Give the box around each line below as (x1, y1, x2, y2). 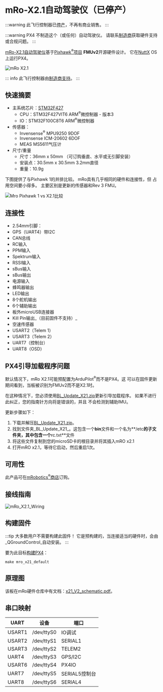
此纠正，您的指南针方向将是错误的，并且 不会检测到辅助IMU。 (5, 398, 131, 404)
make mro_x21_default (5, 560, 50, 564)
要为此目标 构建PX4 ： (5, 550, 48, 556)
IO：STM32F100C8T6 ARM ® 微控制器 (19, 117, 95, 124)
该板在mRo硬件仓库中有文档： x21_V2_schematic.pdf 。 (5, 588, 115, 594)
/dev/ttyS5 (32, 670, 57, 677)
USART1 (7, 629, 28, 636)
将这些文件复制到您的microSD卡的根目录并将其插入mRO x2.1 (12, 438, 135, 444)
